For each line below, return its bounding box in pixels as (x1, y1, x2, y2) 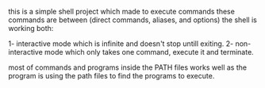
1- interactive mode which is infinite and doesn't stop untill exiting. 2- (8, 39, 234, 48)
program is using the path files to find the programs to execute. (8, 71, 215, 80)
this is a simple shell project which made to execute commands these (8, 7, 236, 16)
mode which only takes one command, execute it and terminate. (44, 48, 254, 56)
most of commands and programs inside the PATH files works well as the (8, 63, 248, 72)
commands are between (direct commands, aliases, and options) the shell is (8, 15, 258, 25)
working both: (8, 24, 54, 33)
